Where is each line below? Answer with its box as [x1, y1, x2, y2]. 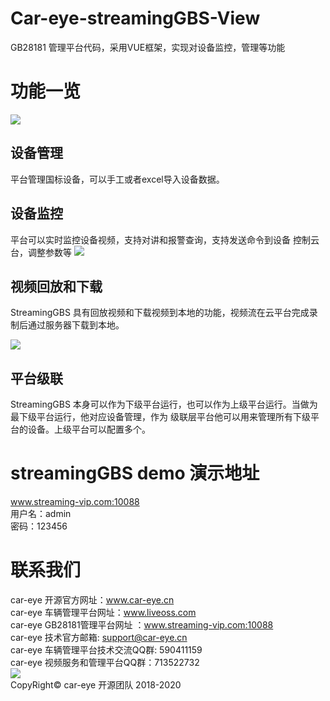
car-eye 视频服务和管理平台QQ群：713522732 [10, 657, 200, 668]
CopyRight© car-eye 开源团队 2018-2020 [10, 679, 182, 691]
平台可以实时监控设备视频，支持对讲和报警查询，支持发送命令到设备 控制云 [10, 233, 320, 246]
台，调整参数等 [10, 246, 72, 258]
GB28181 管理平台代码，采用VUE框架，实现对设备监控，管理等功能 [10, 41, 286, 53]
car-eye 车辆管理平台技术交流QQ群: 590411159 [10, 644, 203, 656]
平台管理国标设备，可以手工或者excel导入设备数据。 [10, 173, 225, 185]
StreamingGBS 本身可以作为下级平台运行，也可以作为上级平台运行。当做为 [10, 398, 318, 411]
